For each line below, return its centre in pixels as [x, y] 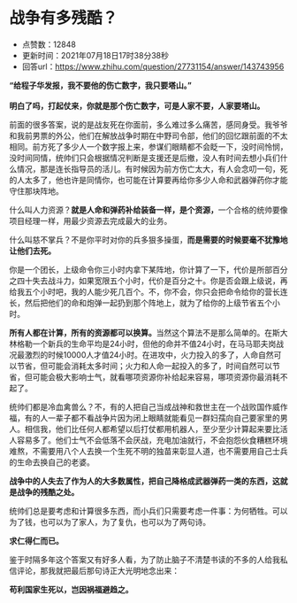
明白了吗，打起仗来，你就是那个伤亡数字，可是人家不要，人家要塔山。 [137, 105]
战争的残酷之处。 [48, 491]
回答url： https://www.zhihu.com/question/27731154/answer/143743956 [153, 66]
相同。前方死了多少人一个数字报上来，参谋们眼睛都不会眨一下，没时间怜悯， [148, 146]
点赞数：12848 [49, 44]
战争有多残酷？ [64, 18]
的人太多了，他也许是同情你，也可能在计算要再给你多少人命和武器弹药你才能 [148, 180]
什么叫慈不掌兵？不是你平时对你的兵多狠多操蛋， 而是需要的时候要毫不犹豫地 [148, 239]
